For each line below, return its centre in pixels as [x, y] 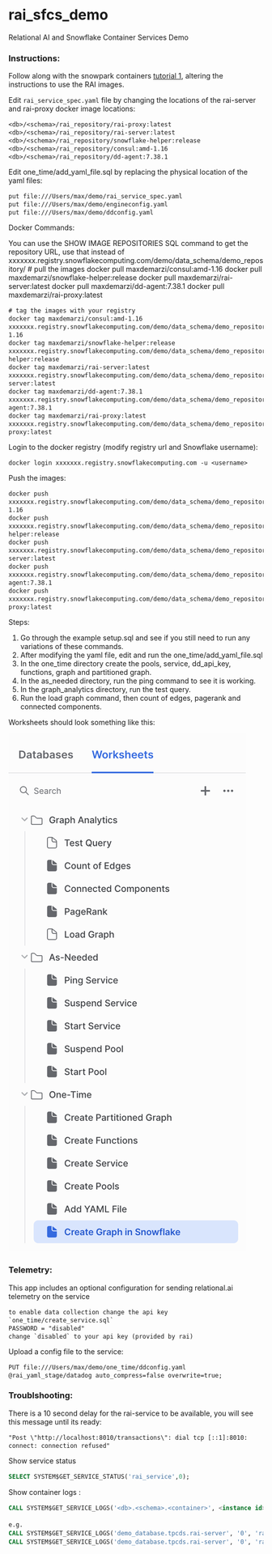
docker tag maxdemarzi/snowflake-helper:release [92, 343]
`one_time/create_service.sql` [61, 1320]
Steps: [19, 622]
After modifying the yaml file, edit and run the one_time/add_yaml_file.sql [141, 655]
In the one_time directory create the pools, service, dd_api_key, [125, 664]
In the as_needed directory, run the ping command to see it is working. [138, 681]
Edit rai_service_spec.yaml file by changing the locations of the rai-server [132, 100]
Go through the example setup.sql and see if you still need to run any [135, 638]
